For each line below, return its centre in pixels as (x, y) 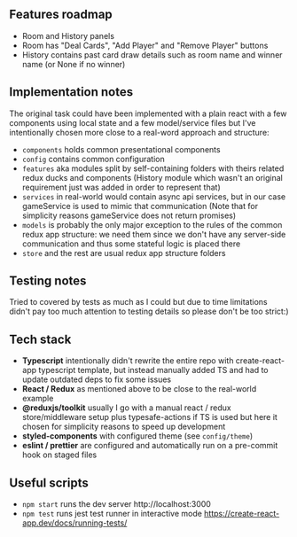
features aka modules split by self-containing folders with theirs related (153, 168)
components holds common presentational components (121, 149)
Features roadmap (61, 15)
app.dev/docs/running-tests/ (74, 523)
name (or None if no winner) (74, 64)
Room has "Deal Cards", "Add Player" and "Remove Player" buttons (145, 45)
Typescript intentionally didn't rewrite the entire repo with (128, 361)
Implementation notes (71, 92)
